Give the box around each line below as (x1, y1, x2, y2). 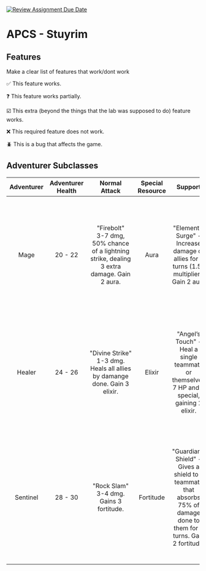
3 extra (100, 262, 121, 270)
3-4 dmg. (96, 489, 125, 497)
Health (56, 186, 77, 195)
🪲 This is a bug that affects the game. (6, 141, 103, 147)
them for (174, 524, 198, 532)
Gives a (177, 462, 200, 471)
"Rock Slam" (92, 481, 129, 490)
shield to (174, 470, 199, 478)
